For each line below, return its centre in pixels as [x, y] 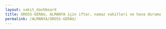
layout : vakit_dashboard [31, 10]
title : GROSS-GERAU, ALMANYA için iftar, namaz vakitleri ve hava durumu [83, 14]
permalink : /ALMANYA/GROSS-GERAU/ [41, 19]
